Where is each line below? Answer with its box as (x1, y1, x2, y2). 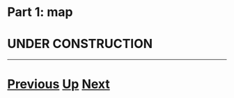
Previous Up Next (7, 76, 110, 92)
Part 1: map (7, 4, 73, 20)
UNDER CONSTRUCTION (7, 36, 153, 52)
